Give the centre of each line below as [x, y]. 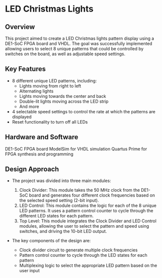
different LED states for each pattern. [56, 216]
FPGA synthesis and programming [39, 154]
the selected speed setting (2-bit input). [59, 201]
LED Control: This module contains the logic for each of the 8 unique [88, 206]
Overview [20, 27]
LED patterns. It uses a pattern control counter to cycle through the [86, 211]
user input [29, 271]
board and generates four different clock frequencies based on [92, 195]
